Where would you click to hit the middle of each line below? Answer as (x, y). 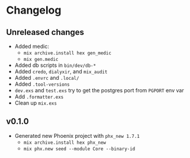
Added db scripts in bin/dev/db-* (55, 65)
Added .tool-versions (42, 84)
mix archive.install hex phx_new (65, 143)
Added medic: (32, 46)
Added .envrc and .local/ (47, 78)
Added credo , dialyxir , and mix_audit (61, 71)
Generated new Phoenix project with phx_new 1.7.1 (77, 136)
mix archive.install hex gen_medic (67, 53)
